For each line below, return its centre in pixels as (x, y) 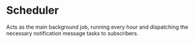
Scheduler (32, 10)
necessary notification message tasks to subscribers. (72, 33)
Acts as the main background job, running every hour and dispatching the (97, 27)
